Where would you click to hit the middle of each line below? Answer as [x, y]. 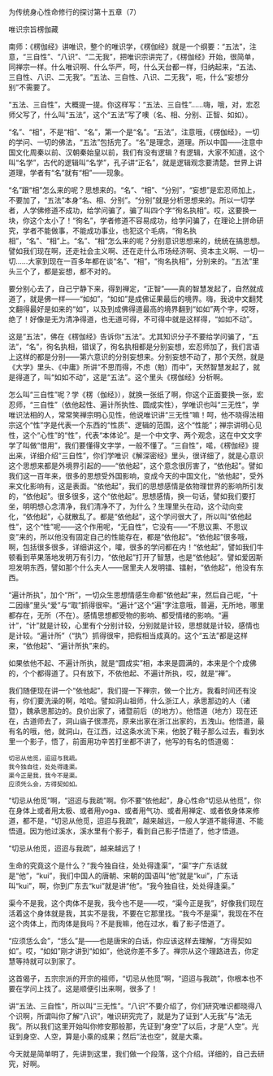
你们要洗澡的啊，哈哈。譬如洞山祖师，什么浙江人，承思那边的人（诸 [136, 701]
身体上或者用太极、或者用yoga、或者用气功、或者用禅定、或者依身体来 [134, 811]
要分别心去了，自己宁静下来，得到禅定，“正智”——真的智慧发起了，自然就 [133, 289]
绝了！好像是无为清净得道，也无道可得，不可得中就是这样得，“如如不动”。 [133, 319]
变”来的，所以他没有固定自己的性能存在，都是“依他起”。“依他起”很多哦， [130, 537]
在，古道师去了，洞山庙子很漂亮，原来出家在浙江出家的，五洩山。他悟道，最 [136, 721]
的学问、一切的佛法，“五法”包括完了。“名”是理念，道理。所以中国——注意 [132, 142]
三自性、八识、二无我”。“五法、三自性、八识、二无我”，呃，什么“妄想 [125, 77]
